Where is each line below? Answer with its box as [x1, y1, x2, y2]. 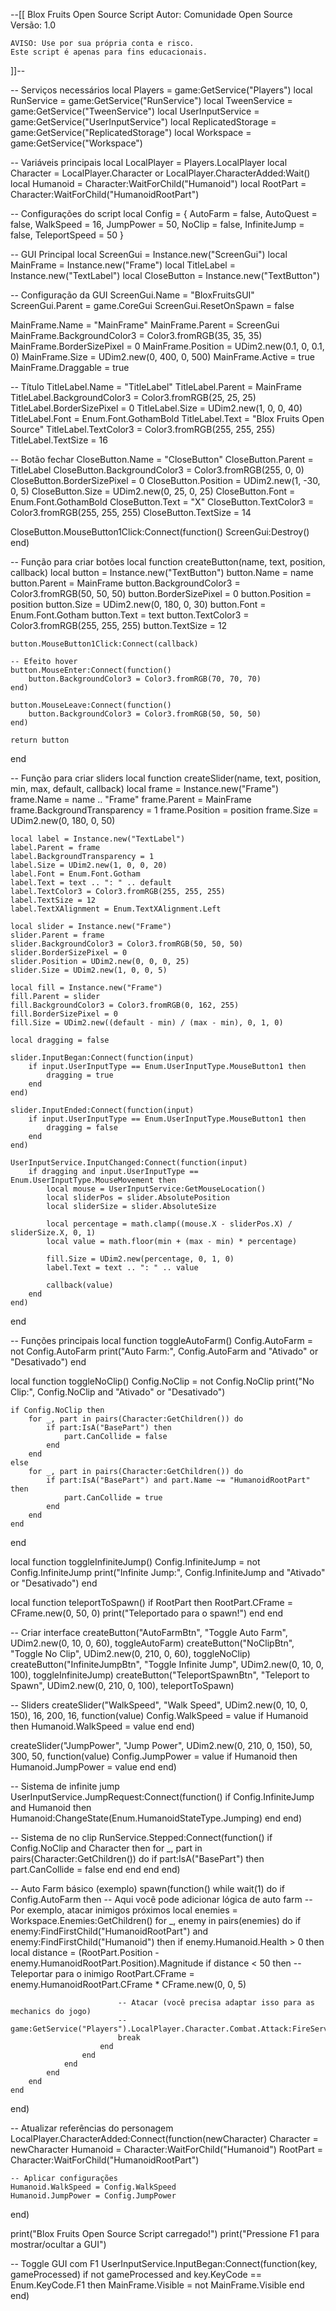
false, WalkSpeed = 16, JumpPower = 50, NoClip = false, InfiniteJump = [10, 219, 305, 230]
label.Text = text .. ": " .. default [10, 878, 172, 888]
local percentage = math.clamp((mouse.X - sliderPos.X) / [46, 1219, 293, 1229]
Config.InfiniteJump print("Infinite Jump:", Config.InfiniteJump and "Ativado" [10, 1567, 326, 1578]
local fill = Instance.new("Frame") [10, 983, 163, 993]
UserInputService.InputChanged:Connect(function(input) [10, 1158, 248, 1168]
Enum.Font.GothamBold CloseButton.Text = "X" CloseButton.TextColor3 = [10, 496, 315, 508]
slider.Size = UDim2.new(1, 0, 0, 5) [10, 965, 168, 975]
